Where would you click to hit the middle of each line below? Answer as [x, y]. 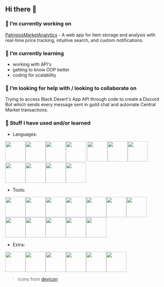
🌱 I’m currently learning [35, 53]
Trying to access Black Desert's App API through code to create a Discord [82, 99]
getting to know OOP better [41, 69]
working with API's [32, 64]
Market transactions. [27, 110]
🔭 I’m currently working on [38, 24]
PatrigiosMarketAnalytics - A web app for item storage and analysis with [80, 35]
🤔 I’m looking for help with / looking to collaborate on [71, 88]
